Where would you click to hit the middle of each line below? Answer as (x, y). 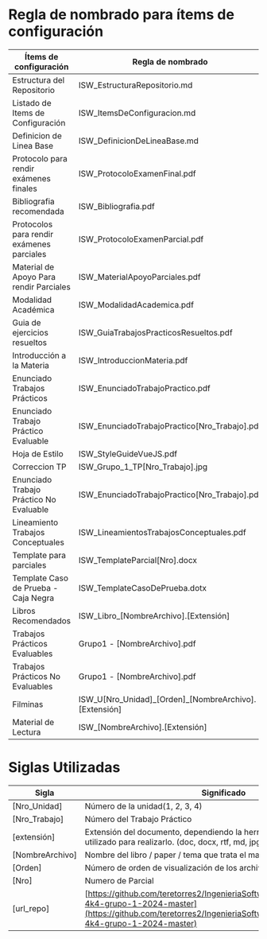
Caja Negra (33, 598)
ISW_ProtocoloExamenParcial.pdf (141, 239)
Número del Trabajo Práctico (138, 819)
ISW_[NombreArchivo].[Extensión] (143, 727)
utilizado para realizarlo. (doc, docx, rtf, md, (166, 842)
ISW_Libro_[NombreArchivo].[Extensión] (154, 615)
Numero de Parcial (119, 880)
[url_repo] (31, 908)
